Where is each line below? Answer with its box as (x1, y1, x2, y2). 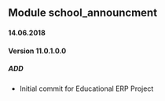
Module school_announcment (8, 6, 158, 20)
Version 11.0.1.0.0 (8, 46, 67, 56)
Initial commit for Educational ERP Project (19, 84, 154, 93)
